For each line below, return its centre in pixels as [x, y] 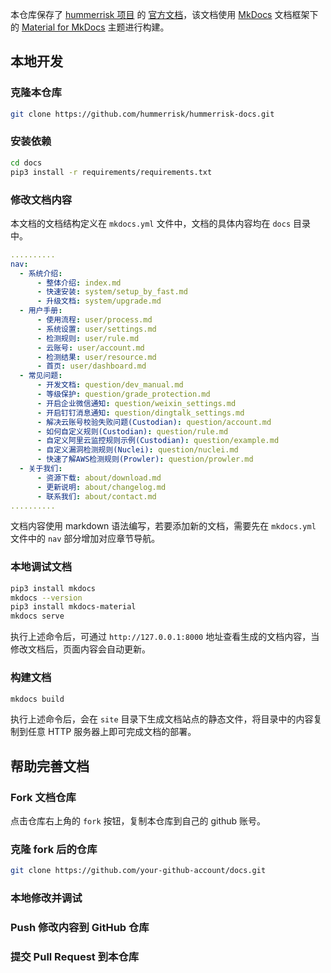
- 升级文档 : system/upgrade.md [99, 301]
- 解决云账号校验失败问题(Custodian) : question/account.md [154, 422]
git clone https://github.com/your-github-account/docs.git [138, 871]
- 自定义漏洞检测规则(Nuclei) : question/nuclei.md [137, 450]
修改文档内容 [41, 200]
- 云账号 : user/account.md [90, 348]
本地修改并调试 [46, 898]
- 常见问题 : [41, 376]
